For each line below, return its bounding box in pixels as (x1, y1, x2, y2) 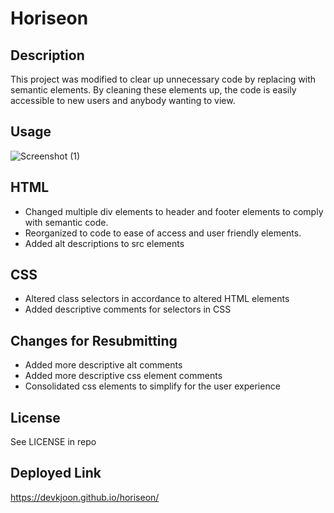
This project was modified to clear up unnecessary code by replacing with (10, 73, 317, 85)
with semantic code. (24, 216, 109, 228)
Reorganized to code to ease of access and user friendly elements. (24, 227, 302, 239)
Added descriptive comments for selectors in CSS (24, 303, 232, 316)
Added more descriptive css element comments (24, 370, 223, 382)
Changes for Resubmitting (10, 332, 178, 349)
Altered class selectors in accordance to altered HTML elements (24, 293, 290, 305)
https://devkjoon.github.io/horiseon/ (10, 491, 160, 503)
